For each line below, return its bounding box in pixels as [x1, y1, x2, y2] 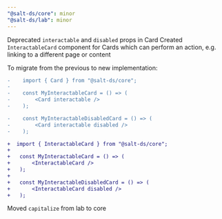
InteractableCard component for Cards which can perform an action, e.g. [7, 43, 216, 51]
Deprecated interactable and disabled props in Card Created [7, 35, 183, 44]
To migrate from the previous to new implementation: [7, 64, 158, 72]
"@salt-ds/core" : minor [7, 10, 76, 17]
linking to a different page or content [7, 50, 111, 59]
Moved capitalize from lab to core [7, 204, 107, 213]
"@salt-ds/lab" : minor [7, 17, 72, 23]
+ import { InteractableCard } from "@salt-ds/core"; [7, 140, 168, 147]
